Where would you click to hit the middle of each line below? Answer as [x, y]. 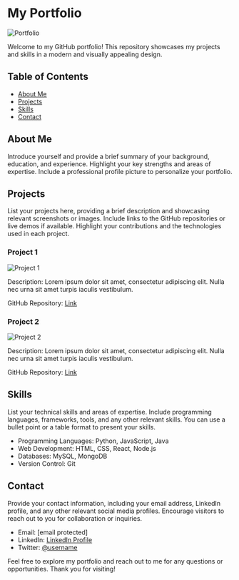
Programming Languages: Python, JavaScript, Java [93, 441]
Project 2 [23, 321]
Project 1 [22, 253]
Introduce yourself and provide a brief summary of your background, [108, 156]
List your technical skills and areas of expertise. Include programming [110, 412]
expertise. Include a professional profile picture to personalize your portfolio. [120, 171]
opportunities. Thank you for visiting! [61, 569]
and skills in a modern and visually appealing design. [85, 54]
